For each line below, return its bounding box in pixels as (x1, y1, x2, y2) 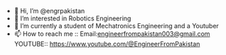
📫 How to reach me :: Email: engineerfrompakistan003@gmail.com (14, 30, 210, 38)
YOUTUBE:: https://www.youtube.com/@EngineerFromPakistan (14, 39, 200, 48)
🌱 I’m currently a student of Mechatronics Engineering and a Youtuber (14, 22, 219, 30)
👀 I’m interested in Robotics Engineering (14, 14, 131, 23)
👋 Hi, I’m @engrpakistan (14, 7, 85, 15)
